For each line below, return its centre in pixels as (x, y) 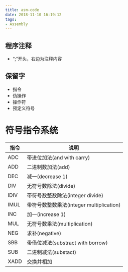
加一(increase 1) (46, 214)
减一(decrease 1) (47, 176)
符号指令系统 (32, 130)
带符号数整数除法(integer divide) (65, 195)
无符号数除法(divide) (51, 186)
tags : (11, 19)
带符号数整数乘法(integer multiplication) (74, 205)
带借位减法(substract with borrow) (67, 243)
